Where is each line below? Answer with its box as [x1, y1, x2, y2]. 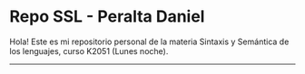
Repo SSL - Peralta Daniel [9, 6, 205, 27]
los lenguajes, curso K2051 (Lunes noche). [9, 45, 169, 56]
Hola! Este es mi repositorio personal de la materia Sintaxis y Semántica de [9, 36, 290, 47]
